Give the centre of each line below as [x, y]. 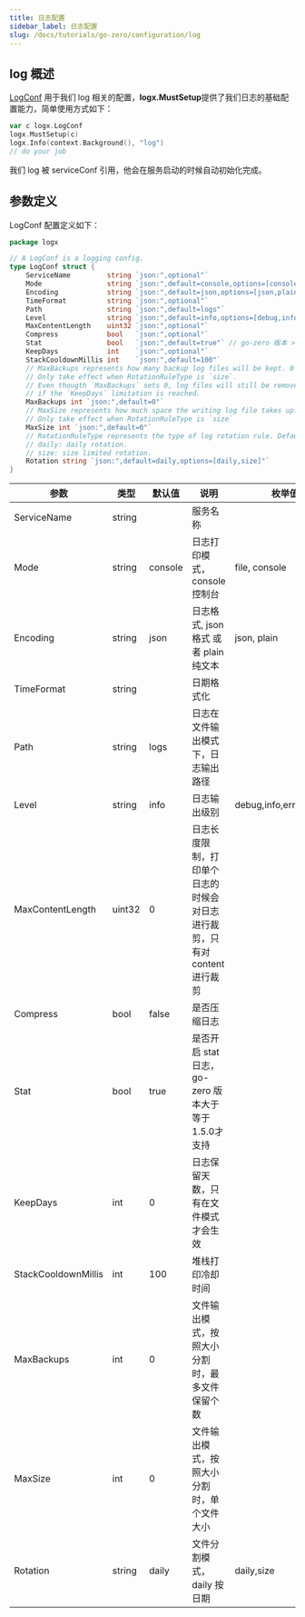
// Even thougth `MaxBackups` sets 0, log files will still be [148, 385]
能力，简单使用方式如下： [65, 109]
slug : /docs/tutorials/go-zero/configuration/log [105, 35]
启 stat [206, 1053]
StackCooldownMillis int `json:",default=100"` [123, 360]
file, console [261, 567]
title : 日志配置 [37, 18]
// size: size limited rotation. [89, 453]
